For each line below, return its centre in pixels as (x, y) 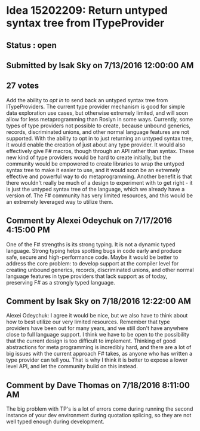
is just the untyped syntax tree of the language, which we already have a (96, 189)
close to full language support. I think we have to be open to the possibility (98, 335)
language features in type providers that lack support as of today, (87, 276)
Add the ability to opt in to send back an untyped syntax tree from (87, 100)
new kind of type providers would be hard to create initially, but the (89, 157)
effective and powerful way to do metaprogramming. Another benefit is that (99, 176)
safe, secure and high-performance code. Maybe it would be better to (92, 257)
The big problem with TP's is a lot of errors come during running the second (100, 409)
